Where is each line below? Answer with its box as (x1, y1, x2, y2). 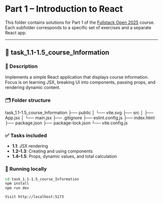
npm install (5, 181, 29, 186)
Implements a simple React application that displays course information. (5, 74, 149, 80)
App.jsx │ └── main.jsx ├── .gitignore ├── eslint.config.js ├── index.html (5, 115, 155, 120)
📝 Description (5, 63, 38, 70)
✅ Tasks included (5, 132, 47, 139)
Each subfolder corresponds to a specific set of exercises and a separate (5, 24, 151, 30)
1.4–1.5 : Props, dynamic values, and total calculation (12, 153, 117, 159)
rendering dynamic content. (5, 84, 61, 90)
